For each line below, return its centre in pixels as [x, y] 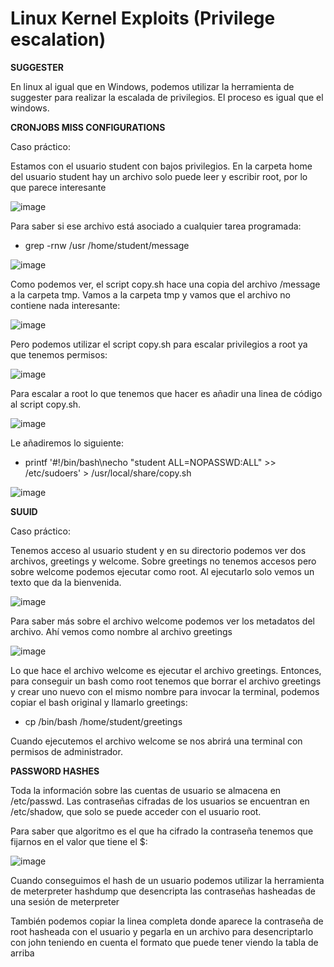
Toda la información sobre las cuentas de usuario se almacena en [146, 790]
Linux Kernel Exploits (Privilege [143, 18]
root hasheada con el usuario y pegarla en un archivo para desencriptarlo [162, 931]
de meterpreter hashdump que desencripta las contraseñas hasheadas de [163, 891]
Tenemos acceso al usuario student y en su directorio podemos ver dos [158, 550]
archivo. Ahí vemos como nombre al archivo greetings [121, 631]
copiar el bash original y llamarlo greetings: [99, 702]
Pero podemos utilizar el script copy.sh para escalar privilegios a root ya [159, 344]
